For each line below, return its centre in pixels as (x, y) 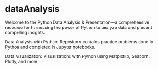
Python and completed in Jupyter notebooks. (50, 47)
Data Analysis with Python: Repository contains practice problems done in (79, 41)
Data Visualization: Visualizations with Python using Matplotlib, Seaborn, (78, 56)
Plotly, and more (21, 61)
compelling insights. (25, 32)
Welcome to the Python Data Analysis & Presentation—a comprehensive (77, 22)
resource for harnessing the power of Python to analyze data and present (79, 27)
